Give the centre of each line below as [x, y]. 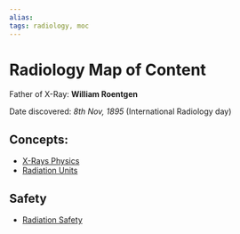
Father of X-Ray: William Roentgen [73, 94]
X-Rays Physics [51, 161]
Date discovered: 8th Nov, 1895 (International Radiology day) [120, 111]
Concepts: [39, 139]
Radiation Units [50, 171]
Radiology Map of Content [108, 70]
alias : [21, 17]
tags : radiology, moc [49, 26]
